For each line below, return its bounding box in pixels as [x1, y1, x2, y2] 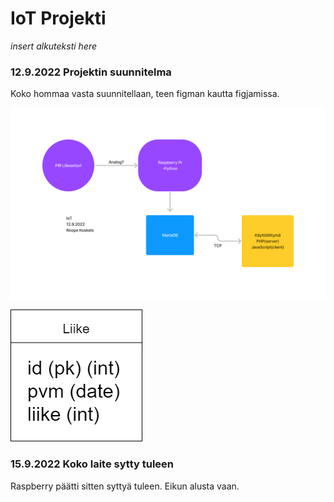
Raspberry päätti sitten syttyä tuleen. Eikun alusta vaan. [10, 480, 240, 492]
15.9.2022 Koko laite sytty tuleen [10, 457, 174, 471]
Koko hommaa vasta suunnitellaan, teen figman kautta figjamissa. [10, 88, 280, 100]
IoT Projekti [10, 7, 107, 30]
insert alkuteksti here [10, 40, 98, 52]
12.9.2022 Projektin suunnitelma [10, 65, 172, 79]
